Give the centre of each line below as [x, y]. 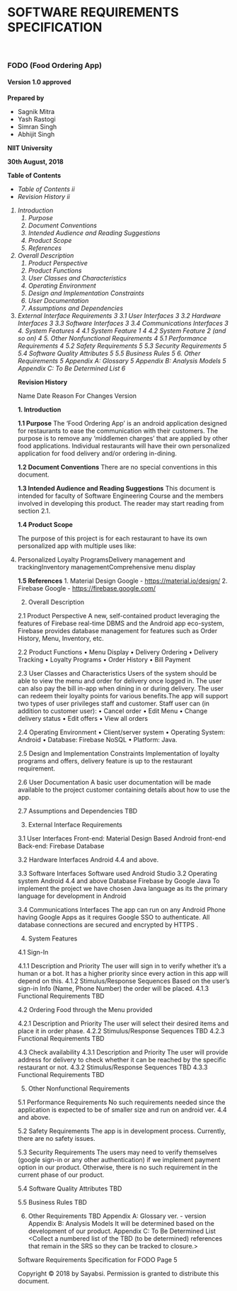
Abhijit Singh [36, 135]
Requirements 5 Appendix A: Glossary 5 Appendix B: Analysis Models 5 [122, 361]
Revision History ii [44, 197]
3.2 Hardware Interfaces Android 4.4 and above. [88, 860]
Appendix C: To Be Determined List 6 [71, 368]
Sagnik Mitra [36, 112]
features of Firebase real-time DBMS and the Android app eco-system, [121, 623]
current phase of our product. [61, 1175]
